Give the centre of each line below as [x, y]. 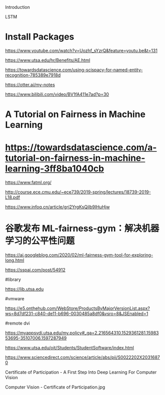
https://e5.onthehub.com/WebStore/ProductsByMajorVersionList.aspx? [78, 308]
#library [13, 279]
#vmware [15, 299]
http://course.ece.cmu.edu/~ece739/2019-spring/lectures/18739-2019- [78, 192]
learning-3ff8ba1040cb [55, 169]
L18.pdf [13, 197]
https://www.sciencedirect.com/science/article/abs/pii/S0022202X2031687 [82, 357]
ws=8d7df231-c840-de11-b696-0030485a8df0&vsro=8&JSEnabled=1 [77, 314]
